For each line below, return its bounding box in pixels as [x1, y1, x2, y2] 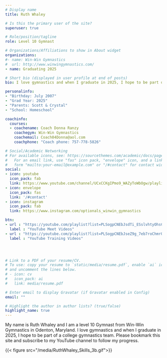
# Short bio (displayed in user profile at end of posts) [5, 75, 128, 80]
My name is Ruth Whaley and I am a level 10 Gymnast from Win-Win [5, 322, 144, 328]
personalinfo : [5, 89, 35, 94]
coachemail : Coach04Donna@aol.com [14, 135, 85, 140]
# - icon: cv [5, 272, 32, 277]
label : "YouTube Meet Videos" [9, 226, 75, 231]
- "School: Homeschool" [5, 107, 55, 112]
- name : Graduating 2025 [5, 67, 57, 72]
